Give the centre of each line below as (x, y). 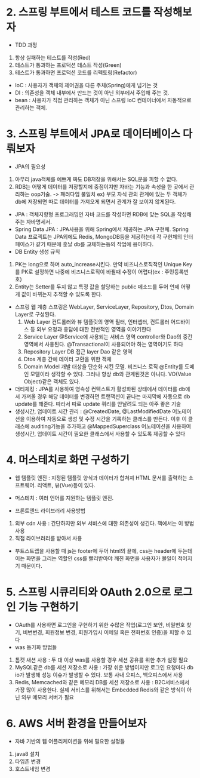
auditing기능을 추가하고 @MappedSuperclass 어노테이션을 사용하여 (111, 426)
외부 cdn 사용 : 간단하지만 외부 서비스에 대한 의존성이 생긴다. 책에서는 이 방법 (104, 523)
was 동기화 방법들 (36, 647)
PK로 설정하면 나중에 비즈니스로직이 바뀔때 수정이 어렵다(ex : (92, 272)
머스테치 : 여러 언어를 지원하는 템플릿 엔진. (64, 498)
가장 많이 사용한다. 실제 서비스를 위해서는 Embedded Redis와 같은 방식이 (100, 690)
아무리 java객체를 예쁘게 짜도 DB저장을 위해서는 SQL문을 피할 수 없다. (96, 179)
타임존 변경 (28, 761)
